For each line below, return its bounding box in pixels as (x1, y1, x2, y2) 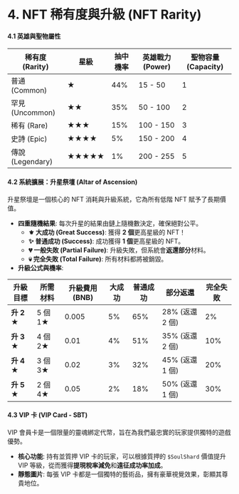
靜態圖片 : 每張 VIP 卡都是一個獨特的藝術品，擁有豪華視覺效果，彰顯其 (17, 470, 223, 478)
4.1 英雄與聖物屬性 (7, 31, 61, 40)
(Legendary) (11, 157, 53, 167)
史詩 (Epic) (11, 134, 48, 144)
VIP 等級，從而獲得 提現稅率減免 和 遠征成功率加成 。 (17, 460, 167, 469)
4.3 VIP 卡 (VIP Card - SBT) (7, 411, 87, 419)
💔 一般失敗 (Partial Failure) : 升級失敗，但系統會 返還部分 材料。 (28, 245, 210, 254)
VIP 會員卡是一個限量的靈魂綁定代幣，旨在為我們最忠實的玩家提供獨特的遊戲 (7, 428, 231, 436)
